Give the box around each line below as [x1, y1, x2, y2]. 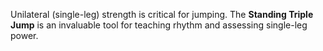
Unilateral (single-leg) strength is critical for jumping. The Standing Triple [10, 9, 314, 20]
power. [10, 30, 39, 41]
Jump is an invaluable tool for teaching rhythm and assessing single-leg [10, 19, 308, 31]
